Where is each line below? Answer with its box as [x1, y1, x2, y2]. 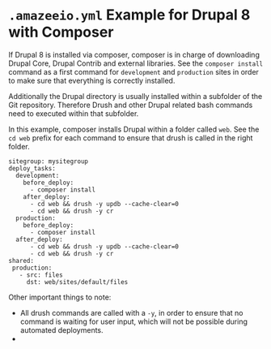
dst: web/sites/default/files [26, 278, 129, 286]
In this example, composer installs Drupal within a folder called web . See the [8, 124, 260, 134]
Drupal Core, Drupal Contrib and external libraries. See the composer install [8, 58, 264, 68]
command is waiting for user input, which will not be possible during [19, 317, 248, 326]
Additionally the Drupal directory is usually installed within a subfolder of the [8, 91, 263, 101]
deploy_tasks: [8, 164, 57, 172]
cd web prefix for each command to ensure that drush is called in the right [8, 132, 253, 143]
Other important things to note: [8, 292, 112, 302]
